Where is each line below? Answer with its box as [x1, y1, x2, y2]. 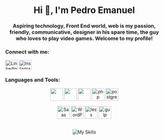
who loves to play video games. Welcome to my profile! [16, 35, 153, 42]
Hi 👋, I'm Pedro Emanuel [33, 5, 135, 16]
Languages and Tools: [5, 76, 60, 83]
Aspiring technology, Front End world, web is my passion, [13, 23, 156, 30]
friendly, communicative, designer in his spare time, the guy [9, 29, 159, 36]
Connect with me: [5, 49, 50, 56]
